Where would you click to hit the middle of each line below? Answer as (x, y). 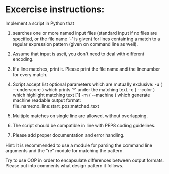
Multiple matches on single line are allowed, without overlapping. (80, 116)
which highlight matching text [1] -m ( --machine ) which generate (81, 95)
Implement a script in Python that (40, 23)
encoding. (23, 59)
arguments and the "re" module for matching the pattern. (65, 150)
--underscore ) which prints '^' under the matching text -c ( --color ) (84, 89)
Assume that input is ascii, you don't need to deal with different (78, 54)
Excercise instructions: (55, 9)
